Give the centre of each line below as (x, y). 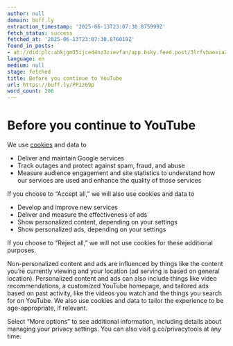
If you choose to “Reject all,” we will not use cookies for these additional (110, 243)
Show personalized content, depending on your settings (97, 222)
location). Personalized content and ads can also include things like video (112, 279)
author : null (26, 14)
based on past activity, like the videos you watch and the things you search (115, 293)
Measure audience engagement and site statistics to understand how (116, 173)
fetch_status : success (40, 33)
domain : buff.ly (31, 20)
